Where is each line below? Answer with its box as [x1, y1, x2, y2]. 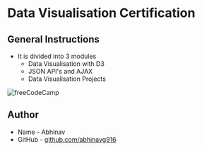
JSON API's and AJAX [28, 67, 93, 75]
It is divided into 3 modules [17, 52, 97, 60]
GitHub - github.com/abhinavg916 [17, 135, 117, 143]
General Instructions [7, 33, 100, 45]
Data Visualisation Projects [28, 74, 106, 83]
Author [7, 108, 39, 121]
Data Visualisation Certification [7, 5, 196, 21]
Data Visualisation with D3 [28, 60, 105, 68]
